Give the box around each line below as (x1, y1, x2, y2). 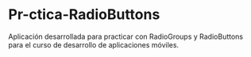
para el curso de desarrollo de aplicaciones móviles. (8, 40, 180, 49)
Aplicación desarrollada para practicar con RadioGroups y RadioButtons (8, 32, 244, 41)
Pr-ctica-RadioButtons (8, 6, 160, 24)
